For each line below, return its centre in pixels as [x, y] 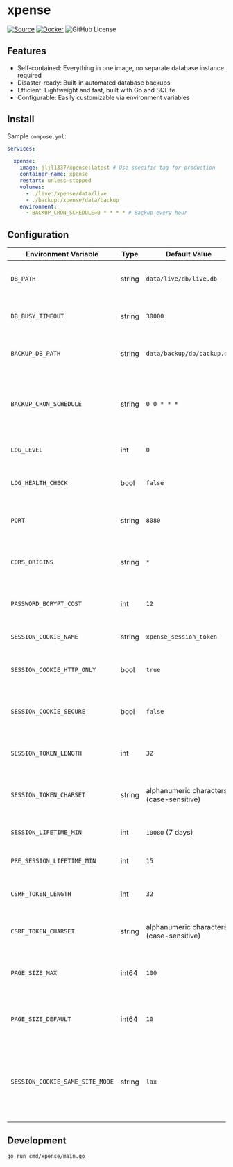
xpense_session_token [182, 637]
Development [37, 1140]
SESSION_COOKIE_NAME [44, 637]
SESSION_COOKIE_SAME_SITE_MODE [62, 1082]
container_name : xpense [54, 174]
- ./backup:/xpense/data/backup [72, 200]
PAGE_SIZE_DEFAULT [41, 1019]
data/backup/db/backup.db [189, 354]
